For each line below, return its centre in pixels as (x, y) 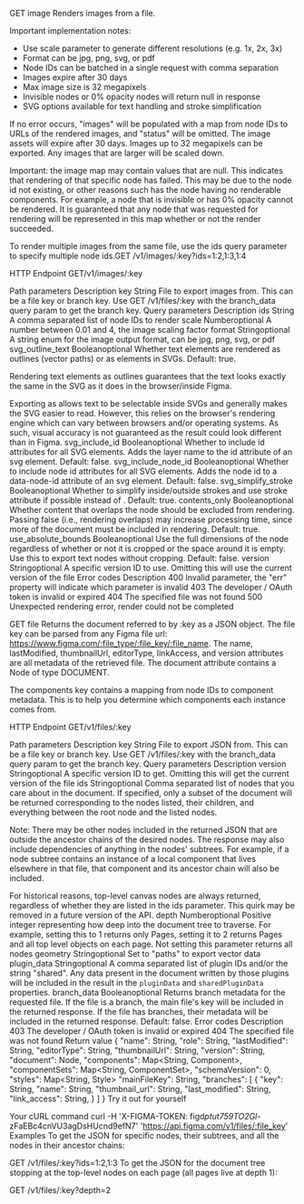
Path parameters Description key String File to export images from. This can (151, 291)
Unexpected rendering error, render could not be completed (122, 607)
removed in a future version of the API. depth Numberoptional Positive (141, 915)
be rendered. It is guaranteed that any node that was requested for (134, 209)
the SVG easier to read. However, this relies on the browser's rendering (142, 413)
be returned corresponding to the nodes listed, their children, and (132, 803)
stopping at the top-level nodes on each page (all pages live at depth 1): (144, 1173)
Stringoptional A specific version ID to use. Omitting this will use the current (151, 568)
